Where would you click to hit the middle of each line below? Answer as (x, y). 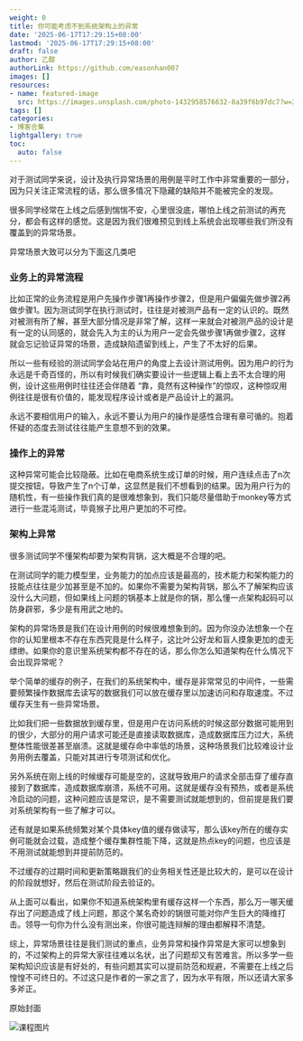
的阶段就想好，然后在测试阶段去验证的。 (84, 882)
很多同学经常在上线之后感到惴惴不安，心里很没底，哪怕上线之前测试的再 (143, 210)
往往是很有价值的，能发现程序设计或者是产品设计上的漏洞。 (128, 397)
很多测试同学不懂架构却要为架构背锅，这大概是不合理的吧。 (120, 555)
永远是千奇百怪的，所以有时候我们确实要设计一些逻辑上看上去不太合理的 (143, 374)
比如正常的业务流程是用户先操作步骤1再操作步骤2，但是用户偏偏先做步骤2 (146, 298)
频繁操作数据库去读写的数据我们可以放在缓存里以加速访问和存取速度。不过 (155, 692)
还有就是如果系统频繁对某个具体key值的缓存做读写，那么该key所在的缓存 (145, 829)
